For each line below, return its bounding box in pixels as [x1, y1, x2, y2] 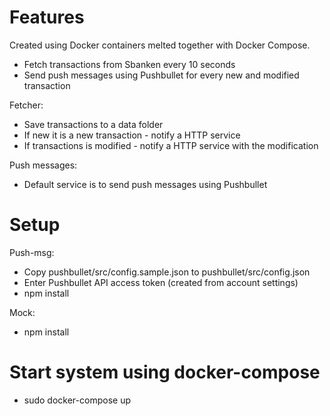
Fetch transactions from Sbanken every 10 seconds [23, 58, 236, 70]
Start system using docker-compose [9, 361, 321, 384]
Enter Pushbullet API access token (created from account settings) [23, 276, 299, 288]
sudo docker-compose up [23, 394, 131, 406]
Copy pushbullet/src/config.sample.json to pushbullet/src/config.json [23, 266, 311, 278]
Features [9, 6, 85, 29]
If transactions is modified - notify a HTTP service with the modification [23, 139, 319, 151]
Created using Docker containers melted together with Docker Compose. [9, 39, 311, 51]
